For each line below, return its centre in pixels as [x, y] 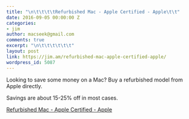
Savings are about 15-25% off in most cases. [62, 98]
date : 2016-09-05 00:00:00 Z [43, 18]
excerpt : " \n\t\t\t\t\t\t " [40, 46]
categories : [21, 23]
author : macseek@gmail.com [40, 34]
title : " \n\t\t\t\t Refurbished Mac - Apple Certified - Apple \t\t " [93, 12]
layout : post [23, 51]
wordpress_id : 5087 [31, 62]
